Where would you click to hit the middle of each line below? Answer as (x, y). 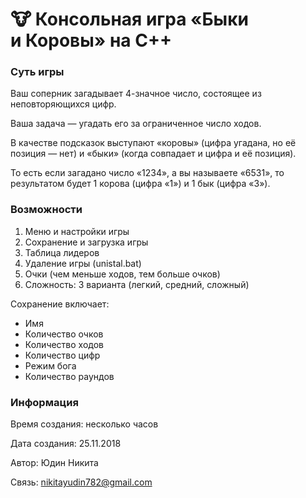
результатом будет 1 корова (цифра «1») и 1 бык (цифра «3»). (140, 184)
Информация (44, 402)
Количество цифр (62, 355)
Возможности (46, 210)
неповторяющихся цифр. (63, 104)
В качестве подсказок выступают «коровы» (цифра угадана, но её (153, 143)
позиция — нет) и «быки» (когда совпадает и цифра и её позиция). (153, 154)
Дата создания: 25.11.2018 (66, 444)
